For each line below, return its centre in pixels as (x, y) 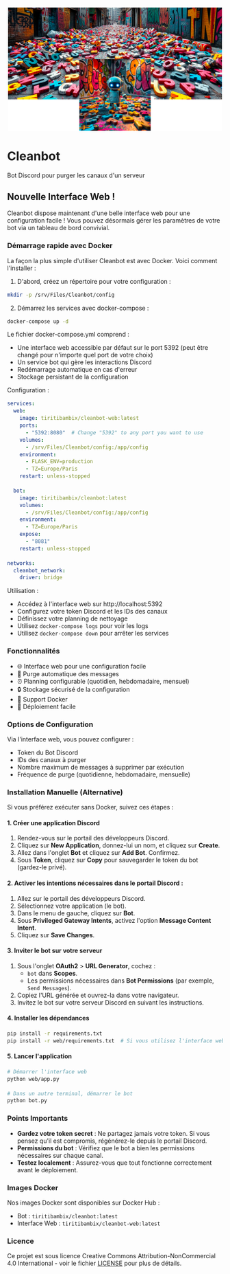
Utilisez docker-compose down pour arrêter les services (93, 634)
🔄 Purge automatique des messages (68, 673)
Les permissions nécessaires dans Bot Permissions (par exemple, (120, 981)
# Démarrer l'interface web (47, 1072)
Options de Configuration (50, 724)
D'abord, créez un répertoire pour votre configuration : (94, 281)
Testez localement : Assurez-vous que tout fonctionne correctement (114, 1163)
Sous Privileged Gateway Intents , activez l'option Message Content (114, 920)
